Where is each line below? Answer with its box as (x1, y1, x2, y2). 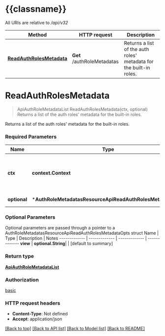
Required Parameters (5, 133, 57, 140)
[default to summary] (70, 241, 113, 247)
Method (28, 31, 47, 38)
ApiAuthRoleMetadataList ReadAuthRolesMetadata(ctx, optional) (17, 106, 148, 112)
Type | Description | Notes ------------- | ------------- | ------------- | (5, 235, 147, 241)
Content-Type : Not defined (12, 311, 68, 317)
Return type (5, 253, 34, 260)
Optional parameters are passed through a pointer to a (5, 225, 115, 231)
